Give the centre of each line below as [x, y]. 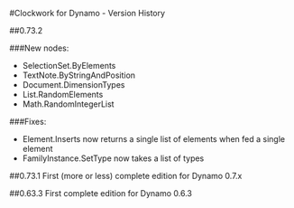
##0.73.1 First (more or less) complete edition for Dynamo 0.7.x [126, 176]
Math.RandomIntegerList [68, 104]
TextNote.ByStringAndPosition [79, 75]
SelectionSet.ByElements [69, 66]
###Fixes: [28, 122]
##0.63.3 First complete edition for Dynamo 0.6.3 [101, 193]
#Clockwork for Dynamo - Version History [87, 13]
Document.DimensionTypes [73, 85]
